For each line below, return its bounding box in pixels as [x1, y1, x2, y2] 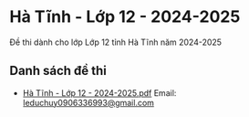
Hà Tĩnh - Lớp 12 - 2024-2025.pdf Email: [22, 87, 177, 98]
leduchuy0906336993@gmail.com [22, 97, 155, 108]
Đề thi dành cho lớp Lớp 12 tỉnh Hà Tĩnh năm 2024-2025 [9, 37, 222, 48]
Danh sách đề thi [9, 63, 108, 79]
